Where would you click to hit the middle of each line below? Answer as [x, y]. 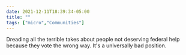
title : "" [19, 17]
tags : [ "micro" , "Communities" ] [45, 22]
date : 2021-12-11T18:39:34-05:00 [48, 12]
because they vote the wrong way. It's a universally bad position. [86, 46]
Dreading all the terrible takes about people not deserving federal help [93, 40]
